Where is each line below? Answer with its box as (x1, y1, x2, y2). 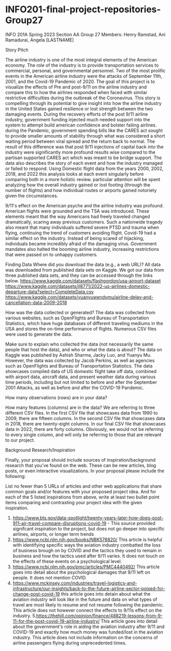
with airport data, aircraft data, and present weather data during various (5, 374, 156, 380)
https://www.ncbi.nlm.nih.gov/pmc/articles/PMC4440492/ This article (12, 563, 160, 570)
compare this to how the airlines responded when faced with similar (5, 89, 148, 95)
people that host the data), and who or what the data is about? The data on (5, 346, 162, 353)
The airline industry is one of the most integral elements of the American (5, 56, 157, 62)
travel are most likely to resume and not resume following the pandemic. (12, 601, 164, 607)
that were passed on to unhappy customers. (5, 251, 98, 257)
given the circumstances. (5, 192, 59, 199)
